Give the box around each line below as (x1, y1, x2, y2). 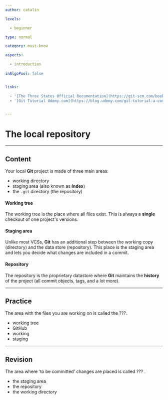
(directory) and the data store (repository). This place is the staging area (5, 244, 154, 250)
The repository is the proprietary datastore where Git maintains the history (5, 272, 159, 279)
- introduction (9, 62, 41, 67)
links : (5, 84, 19, 89)
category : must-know (5, 44, 48, 49)
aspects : (5, 53, 23, 58)
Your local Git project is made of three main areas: (5, 168, 109, 174)
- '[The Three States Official (9, 93, 75, 98)
